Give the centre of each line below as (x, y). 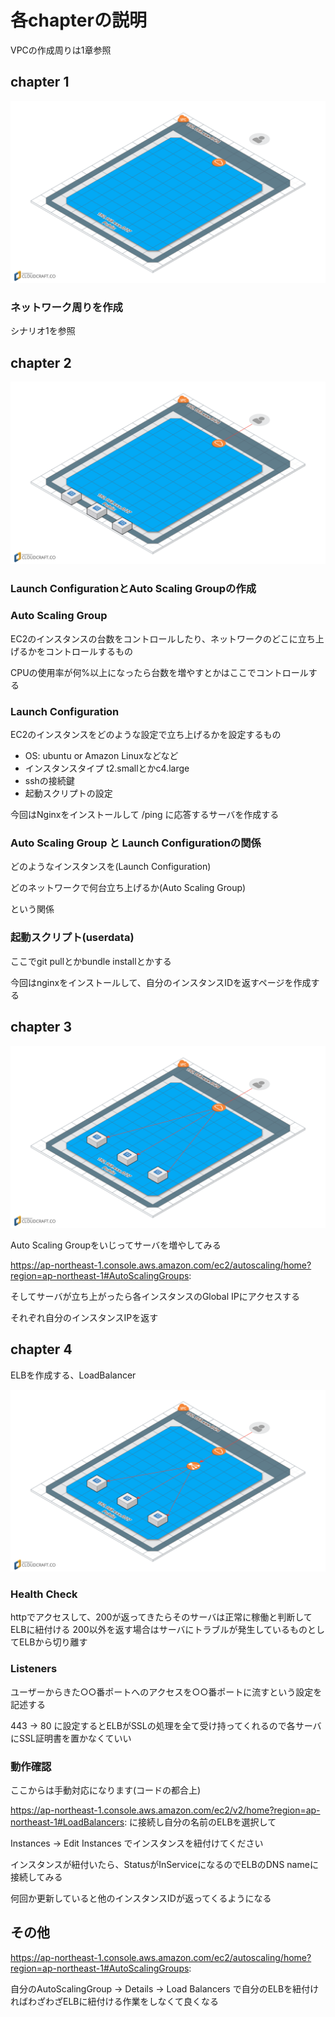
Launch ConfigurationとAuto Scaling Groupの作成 (133, 588)
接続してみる (36, 1877)
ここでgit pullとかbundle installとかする (91, 961)
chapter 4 (41, 1349)
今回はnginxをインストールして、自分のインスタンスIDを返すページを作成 (161, 982)
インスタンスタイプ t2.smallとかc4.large (107, 768)
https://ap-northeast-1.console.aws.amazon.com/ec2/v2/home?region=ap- (165, 1810)
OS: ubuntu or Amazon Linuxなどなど (101, 756)
